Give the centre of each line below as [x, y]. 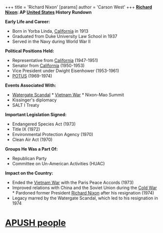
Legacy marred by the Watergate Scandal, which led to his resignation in [85, 198]
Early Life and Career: [28, 22]
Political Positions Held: [30, 51]
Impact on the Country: [29, 173]
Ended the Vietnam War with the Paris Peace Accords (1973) [73, 183]
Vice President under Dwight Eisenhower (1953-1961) [66, 71]
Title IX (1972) [26, 129]
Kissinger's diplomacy [34, 100]
